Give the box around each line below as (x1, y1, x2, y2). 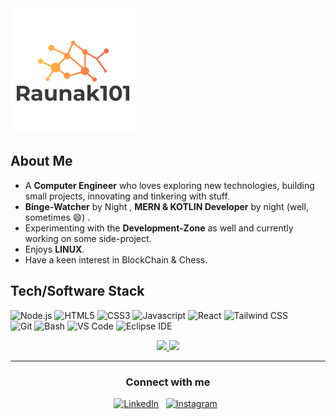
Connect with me (125, 375, 211, 389)
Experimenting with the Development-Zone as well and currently (24, 222, 294, 234)
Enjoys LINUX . (24, 243, 85, 255)
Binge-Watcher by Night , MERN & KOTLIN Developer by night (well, (24, 200, 309, 212)
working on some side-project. (24, 232, 152, 244)
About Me (10, 153, 73, 170)
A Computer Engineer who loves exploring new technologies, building (24, 179, 315, 191)
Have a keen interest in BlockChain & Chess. (24, 253, 208, 266)
